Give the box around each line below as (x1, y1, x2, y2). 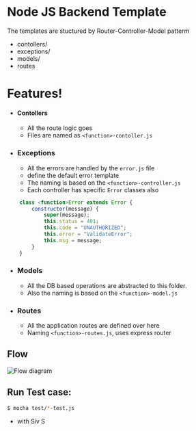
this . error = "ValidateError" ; (43, 231, 133, 237)
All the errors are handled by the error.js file (27, 164, 155, 172)
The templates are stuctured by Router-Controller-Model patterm (7, 27, 190, 35)
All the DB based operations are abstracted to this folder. (27, 281, 187, 289)
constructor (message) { (31, 205, 99, 212)
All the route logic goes (27, 124, 93, 132)
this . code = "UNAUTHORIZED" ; (43, 224, 127, 231)
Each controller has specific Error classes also (27, 185, 159, 194)
